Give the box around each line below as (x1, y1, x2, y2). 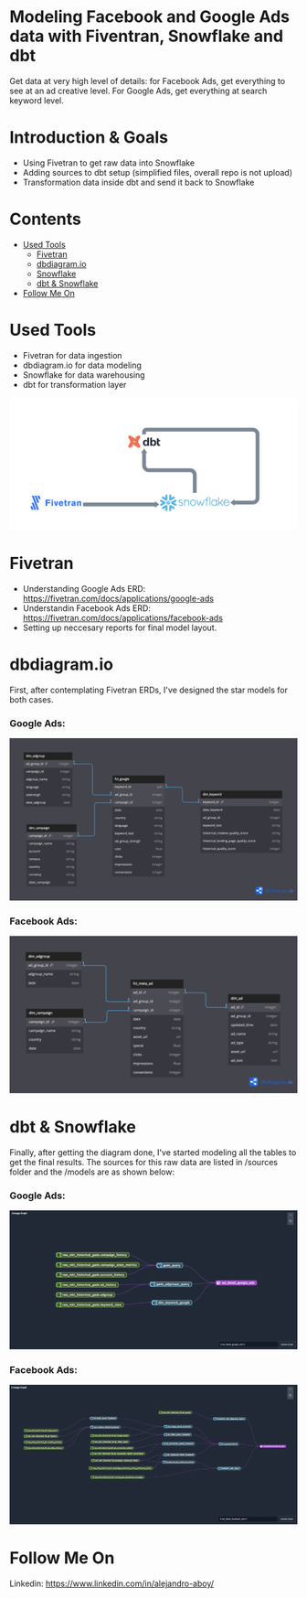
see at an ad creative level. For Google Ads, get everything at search (9, 85, 268, 96)
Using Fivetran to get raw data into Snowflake (22, 157, 195, 168)
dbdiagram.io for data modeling (22, 359, 142, 370)
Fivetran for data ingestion (22, 349, 122, 360)
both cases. (9, 693, 54, 705)
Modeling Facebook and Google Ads (9, 6, 291, 27)
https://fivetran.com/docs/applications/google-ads (22, 593, 215, 605)
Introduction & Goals (9, 127, 169, 148)
